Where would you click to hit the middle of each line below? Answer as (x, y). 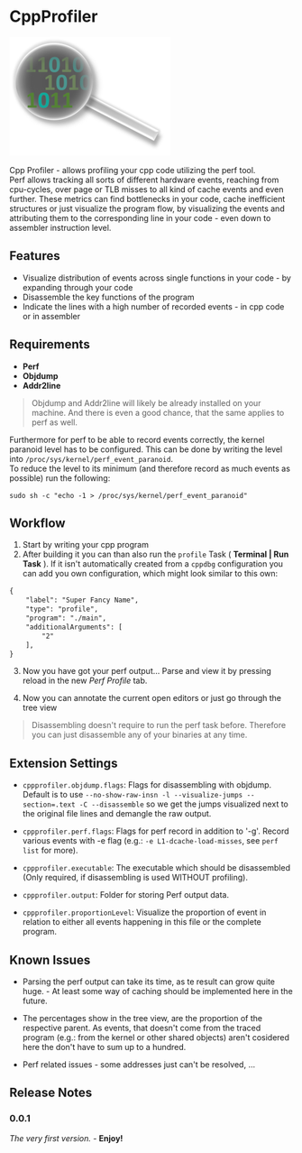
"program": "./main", (66, 618)
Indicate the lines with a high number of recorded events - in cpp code (153, 306)
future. (35, 1001)
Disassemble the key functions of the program (108, 297)
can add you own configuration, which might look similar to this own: (150, 574)
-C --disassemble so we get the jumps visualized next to (184, 804)
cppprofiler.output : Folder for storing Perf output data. (126, 895)
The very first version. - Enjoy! (66, 1138)
